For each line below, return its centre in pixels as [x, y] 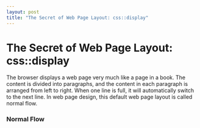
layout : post [23, 12]
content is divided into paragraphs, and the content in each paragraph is [97, 84]
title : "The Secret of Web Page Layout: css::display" [77, 18]
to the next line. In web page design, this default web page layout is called [99, 97]
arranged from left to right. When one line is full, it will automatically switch [100, 91]
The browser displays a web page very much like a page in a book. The [96, 77]
